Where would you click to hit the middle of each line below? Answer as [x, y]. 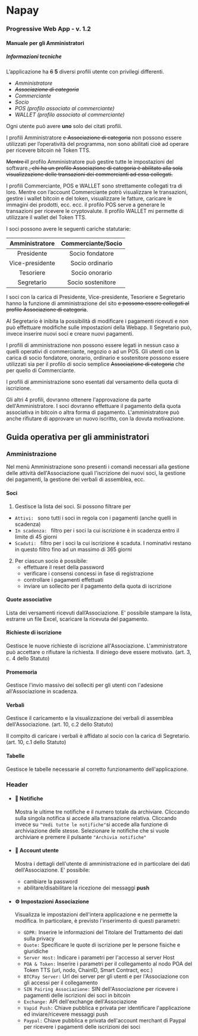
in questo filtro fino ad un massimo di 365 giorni [73, 549]
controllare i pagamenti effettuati [63, 579]
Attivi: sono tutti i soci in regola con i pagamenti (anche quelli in [96, 518]
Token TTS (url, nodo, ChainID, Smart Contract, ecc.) [88, 970]
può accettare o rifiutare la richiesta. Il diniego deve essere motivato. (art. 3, [99, 652]
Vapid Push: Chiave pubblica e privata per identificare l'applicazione [107, 1008]
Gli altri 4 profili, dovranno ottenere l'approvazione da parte [79, 399]
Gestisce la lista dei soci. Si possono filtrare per [73, 506]
